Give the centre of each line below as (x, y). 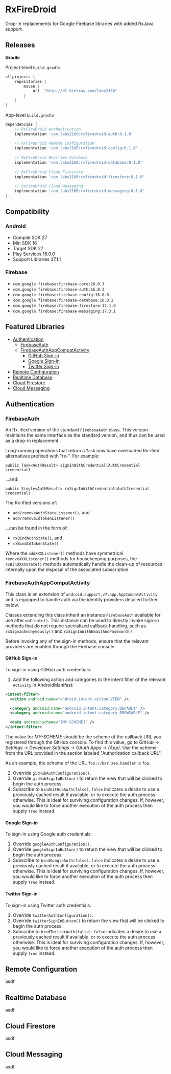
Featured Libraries (35, 327)
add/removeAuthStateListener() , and (51, 513)
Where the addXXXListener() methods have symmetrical (64, 553)
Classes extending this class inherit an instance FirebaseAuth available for (83, 615)
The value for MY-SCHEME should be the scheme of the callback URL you (83, 737)
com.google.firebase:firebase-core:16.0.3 (58, 284)
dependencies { (21, 124)
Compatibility (27, 212)
